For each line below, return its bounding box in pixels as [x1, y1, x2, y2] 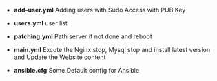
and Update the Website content [13, 53, 106, 61]
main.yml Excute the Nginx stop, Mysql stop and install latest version [13, 46, 211, 54]
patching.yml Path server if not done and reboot [13, 32, 153, 40]
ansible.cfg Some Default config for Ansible [13, 67, 140, 74]
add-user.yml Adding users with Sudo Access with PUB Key [13, 6, 186, 14]
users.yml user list [13, 19, 68, 27]
